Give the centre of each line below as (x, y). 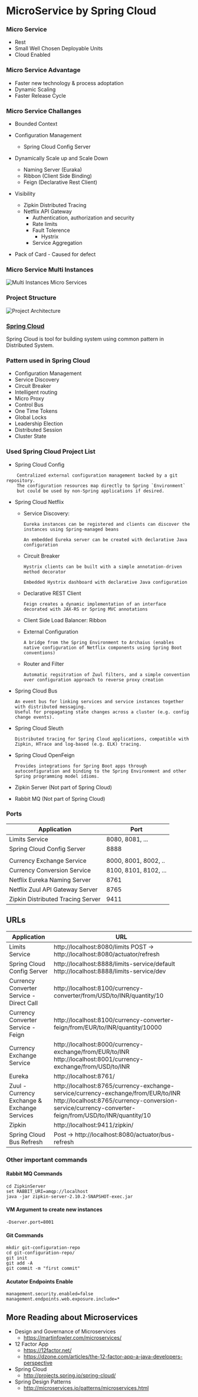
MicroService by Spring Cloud (81, 11)
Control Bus (29, 405)
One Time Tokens (36, 411)
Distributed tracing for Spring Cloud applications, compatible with (102, 739)
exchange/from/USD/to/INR (92, 1066)
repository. (21, 480)
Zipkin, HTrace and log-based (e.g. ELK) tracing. (78, 744)
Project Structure (31, 298)
